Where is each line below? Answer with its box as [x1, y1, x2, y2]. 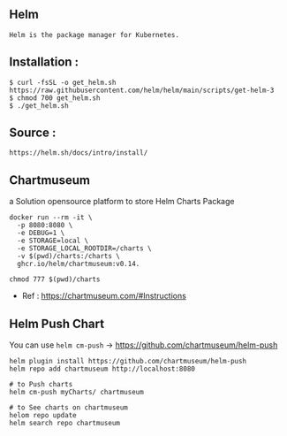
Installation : [9, 55, 79, 70]
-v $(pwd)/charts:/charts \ [17, 252, 121, 261]
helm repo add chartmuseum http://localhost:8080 [9, 364, 196, 374]
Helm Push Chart [9, 316, 104, 331]
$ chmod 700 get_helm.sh [9, 93, 101, 103]
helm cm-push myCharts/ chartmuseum [9, 388, 144, 397]
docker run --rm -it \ [9, 213, 93, 222]
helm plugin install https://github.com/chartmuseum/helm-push [9, 357, 247, 366]
